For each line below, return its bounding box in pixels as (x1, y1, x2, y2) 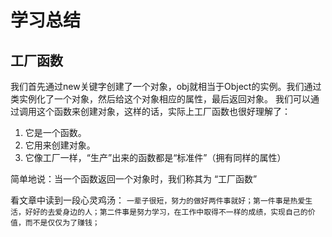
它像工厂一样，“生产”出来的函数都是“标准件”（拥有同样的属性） (24, 152, 287, 163)
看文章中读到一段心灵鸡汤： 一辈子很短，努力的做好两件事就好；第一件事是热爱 (10, 194, 306, 206)
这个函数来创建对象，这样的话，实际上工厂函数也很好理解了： (36, 106, 291, 117)
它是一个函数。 (24, 127, 87, 138)
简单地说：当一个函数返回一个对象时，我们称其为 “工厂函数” (10, 173, 258, 185)
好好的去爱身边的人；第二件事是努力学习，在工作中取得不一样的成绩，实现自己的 (24, 207, 308, 217)
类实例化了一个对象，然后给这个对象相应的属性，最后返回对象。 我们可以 (10, 93, 311, 105)
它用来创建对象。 (24, 139, 96, 151)
